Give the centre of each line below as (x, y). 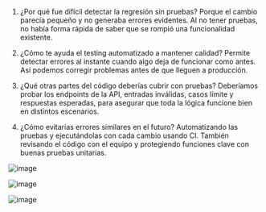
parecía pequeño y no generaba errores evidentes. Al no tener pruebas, (139, 20)
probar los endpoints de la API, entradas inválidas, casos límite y (127, 94)
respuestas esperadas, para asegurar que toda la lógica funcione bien (136, 103)
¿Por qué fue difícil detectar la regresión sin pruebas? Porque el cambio (139, 12)
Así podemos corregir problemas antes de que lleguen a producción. (134, 70)
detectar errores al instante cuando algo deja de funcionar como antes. (138, 61)
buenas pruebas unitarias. (63, 153)
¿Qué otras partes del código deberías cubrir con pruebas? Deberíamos (139, 85)
